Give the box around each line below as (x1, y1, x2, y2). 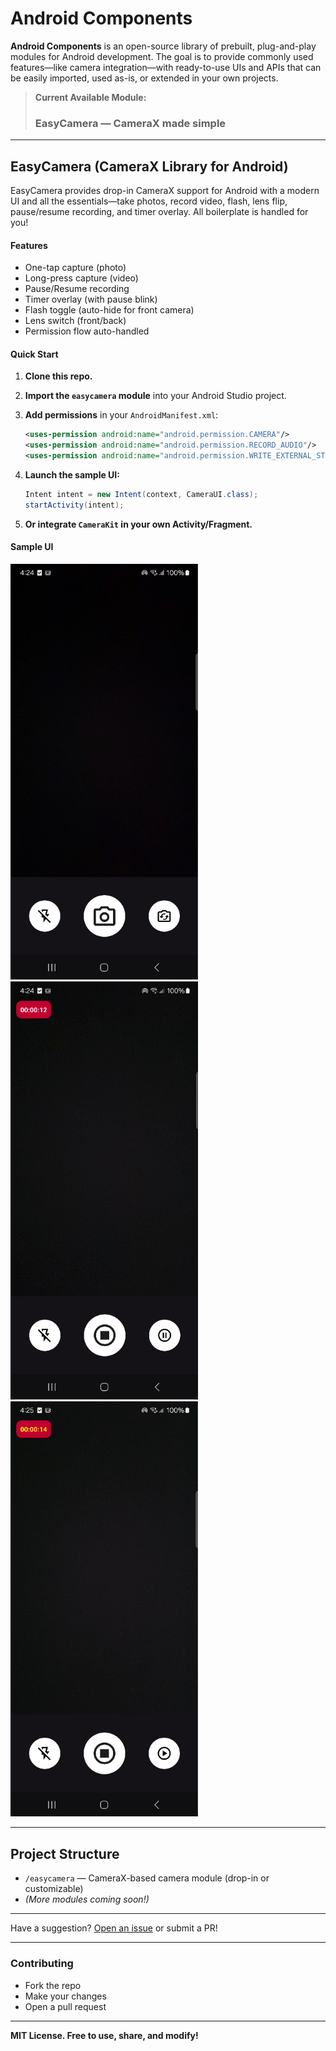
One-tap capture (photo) (24, 262, 127, 274)
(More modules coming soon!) (24, 1893, 150, 1906)
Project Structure (10, 1845, 120, 1862)
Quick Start (10, 348, 59, 360)
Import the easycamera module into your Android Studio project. (24, 390, 287, 402)
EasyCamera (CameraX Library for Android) (10, 158, 289, 175)
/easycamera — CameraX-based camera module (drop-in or (24, 1872, 270, 1884)
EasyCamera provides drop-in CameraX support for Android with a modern (10, 185, 320, 197)
